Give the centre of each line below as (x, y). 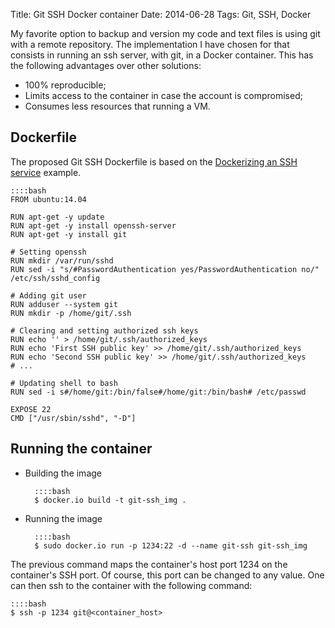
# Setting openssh (48, 252)
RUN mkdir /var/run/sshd (62, 260)
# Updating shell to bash (64, 383)
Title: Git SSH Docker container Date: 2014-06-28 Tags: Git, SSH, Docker (161, 14)
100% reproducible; (65, 85)
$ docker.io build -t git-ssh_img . (110, 500)
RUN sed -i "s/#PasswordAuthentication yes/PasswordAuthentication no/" (165, 269)
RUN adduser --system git (64, 304)
